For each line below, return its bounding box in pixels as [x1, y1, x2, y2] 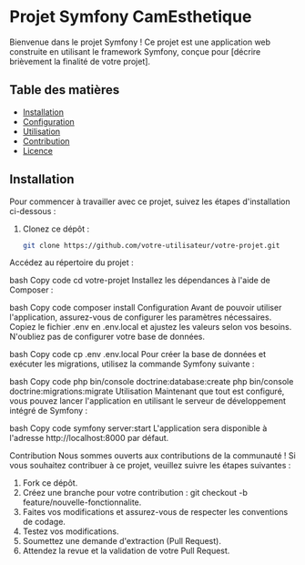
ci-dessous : [9, 205, 56, 216]
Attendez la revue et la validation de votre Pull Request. [22, 545, 230, 557]
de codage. [22, 517, 66, 528]
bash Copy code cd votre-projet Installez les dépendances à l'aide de [9, 275, 270, 286]
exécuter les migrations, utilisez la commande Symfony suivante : [9, 358, 255, 370]
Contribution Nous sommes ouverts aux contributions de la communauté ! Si [9, 450, 296, 461]
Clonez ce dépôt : [22, 223, 90, 234]
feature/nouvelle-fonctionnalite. [22, 497, 142, 508]
